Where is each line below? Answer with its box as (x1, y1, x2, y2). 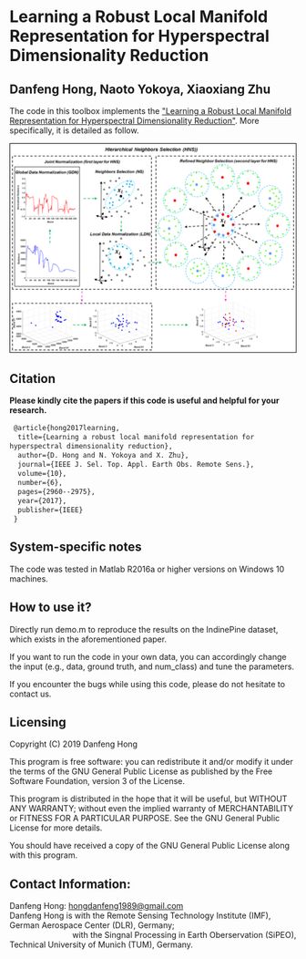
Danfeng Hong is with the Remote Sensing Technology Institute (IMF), (9, 910, 271, 922)
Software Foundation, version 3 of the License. (9, 776, 185, 787)
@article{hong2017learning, (13, 423, 120, 432)
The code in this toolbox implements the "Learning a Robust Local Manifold (9, 106, 291, 116)
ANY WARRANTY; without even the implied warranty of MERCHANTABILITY (9, 803, 294, 814)
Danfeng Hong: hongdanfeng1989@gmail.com (9, 901, 184, 912)
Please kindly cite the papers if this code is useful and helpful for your (9, 395, 280, 406)
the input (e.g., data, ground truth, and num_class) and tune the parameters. (9, 661, 294, 672)
